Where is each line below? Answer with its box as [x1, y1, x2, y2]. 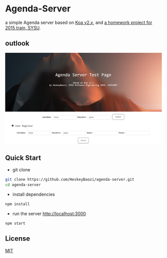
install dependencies [12, 191, 55, 197]
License [5, 235, 30, 243]
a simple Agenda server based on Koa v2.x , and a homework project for [5, 19, 153, 25]
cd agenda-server [5, 182, 41, 187]
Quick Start [5, 153, 41, 162]
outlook [5, 39, 30, 48]
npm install [5, 202, 30, 207]
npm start [5, 221, 26, 226]
